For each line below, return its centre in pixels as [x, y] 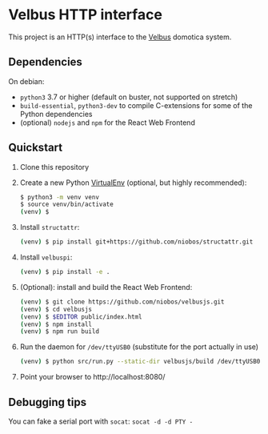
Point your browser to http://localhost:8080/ [92, 377]
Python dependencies [56, 114]
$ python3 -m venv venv [60, 197]
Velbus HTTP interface [85, 15]
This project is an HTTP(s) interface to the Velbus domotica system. [120, 37]
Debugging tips [47, 402]
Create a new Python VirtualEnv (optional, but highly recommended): [133, 183]
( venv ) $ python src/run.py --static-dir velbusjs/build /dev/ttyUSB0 [140, 362]
